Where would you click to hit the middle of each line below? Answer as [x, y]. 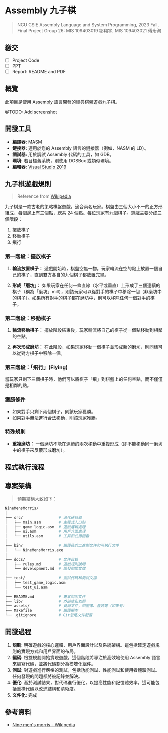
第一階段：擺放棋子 [28, 257]
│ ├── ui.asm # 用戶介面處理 [45, 532]
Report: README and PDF [39, 71]
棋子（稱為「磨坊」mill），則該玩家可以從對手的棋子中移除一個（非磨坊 [85, 291]
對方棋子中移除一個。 [43, 353]
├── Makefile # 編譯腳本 [42, 611]
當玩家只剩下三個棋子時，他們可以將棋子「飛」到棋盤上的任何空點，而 [77, 379]
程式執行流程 [25, 468]
